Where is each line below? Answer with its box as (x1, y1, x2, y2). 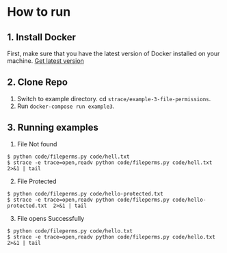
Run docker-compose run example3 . (16, 102, 115, 110)
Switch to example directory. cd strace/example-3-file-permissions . (16, 94, 211, 103)
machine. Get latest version (7, 57, 84, 65)
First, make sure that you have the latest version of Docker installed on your (7, 49, 220, 57)
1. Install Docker (7, 31, 77, 43)
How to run (7, 4, 71, 20)
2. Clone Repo (7, 77, 68, 88)
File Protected (16, 177, 57, 185)
